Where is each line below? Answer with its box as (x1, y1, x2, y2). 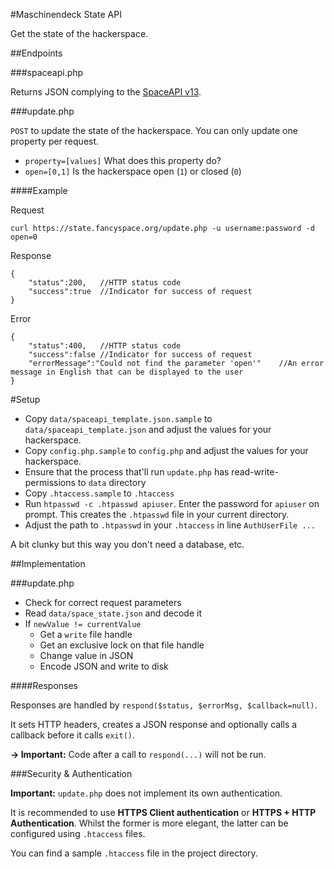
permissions (24, 477, 76, 488)
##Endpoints (10, 47, 63, 59)
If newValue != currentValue (24, 618, 142, 629)
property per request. (10, 135, 100, 147)
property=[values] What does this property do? (24, 155, 222, 166)
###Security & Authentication (10, 768, 133, 779)
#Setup (10, 394, 41, 405)
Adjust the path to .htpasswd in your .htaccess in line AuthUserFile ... (24, 519, 316, 531)
